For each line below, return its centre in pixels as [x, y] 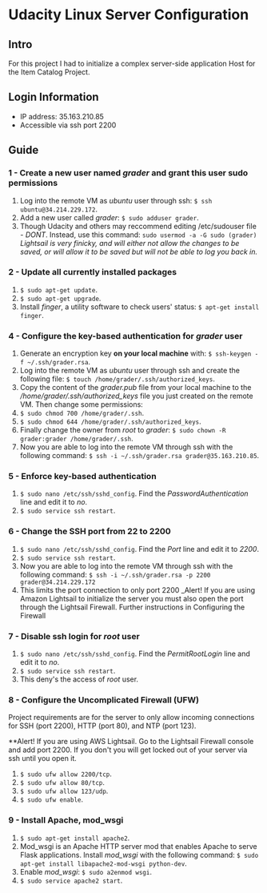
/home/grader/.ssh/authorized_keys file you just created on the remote [136, 396]
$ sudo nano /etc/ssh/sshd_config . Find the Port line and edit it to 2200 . [139, 549]
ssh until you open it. [43, 758]
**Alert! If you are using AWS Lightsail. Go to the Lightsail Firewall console [131, 742]
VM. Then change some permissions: [82, 404]
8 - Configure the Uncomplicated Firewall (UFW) [104, 700]
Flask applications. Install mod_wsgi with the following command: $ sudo [139, 855]
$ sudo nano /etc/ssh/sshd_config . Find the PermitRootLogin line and [135, 654]
